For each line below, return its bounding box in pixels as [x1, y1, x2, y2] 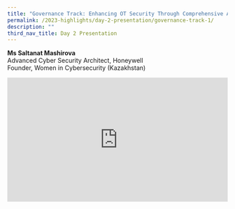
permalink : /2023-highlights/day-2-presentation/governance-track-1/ [7, 17, 215, 24]
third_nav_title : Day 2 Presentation [7, 29, 117, 37]
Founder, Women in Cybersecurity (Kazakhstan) [7, 64, 146, 72]
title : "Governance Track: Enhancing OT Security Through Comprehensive [7, 10, 224, 17]
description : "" [7, 23, 55, 30]
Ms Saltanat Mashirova [7, 49, 76, 57]
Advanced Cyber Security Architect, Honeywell [7, 57, 143, 65]
